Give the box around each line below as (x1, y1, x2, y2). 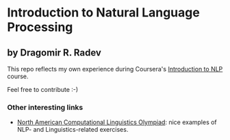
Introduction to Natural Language (7, 5, 200, 21)
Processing (7, 19, 73, 35)
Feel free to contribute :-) (7, 86, 79, 93)
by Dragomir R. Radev (7, 47, 101, 58)
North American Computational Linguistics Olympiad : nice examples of (16, 118, 217, 126)
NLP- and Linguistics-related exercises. (16, 126, 129, 134)
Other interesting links (7, 102, 84, 112)
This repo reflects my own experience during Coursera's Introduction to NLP (7, 65, 223, 73)
